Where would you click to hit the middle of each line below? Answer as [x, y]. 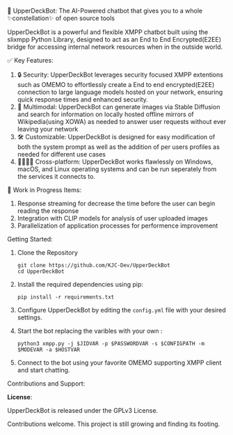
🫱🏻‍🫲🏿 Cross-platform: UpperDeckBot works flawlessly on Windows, [115, 161]
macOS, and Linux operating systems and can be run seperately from [117, 169]
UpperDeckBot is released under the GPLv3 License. [83, 410]
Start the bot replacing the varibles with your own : [90, 331]
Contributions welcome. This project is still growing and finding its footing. [114, 424]
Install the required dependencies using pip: [80, 284]
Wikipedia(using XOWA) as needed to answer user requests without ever [122, 121]
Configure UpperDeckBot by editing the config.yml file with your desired [121, 310]
